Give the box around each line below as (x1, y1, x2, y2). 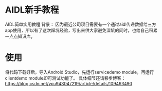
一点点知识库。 (5, 33, 35, 39)
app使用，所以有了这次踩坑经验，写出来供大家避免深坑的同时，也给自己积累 (5, 27, 158, 33)
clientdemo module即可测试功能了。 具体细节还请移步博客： (5, 75, 126, 81)
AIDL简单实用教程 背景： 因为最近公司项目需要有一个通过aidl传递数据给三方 (5, 21, 157, 27)
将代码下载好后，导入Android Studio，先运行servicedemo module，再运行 (5, 69, 154, 75)
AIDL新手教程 (5, 4, 59, 15)
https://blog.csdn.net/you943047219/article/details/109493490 (5, 80, 132, 86)
